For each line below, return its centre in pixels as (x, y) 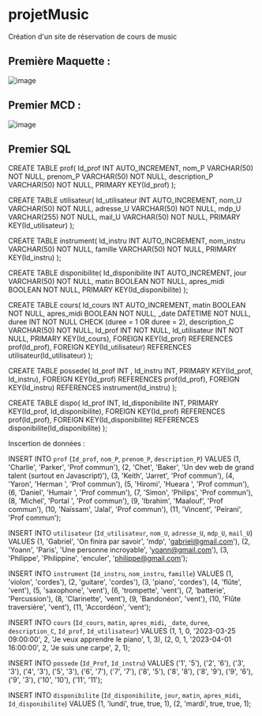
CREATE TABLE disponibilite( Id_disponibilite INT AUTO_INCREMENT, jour (127, 273)
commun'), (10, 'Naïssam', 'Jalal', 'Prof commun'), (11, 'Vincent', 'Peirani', (125, 510)
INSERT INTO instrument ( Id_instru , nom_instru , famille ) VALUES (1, (121, 574)
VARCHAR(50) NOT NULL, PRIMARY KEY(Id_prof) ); (92, 185)
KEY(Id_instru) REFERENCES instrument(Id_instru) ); (93, 388)
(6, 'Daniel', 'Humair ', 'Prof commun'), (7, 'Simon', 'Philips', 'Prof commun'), (131, 493)
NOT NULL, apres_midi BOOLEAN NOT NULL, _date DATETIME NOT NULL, (129, 313)
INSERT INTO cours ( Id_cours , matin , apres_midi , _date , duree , (109, 623)
